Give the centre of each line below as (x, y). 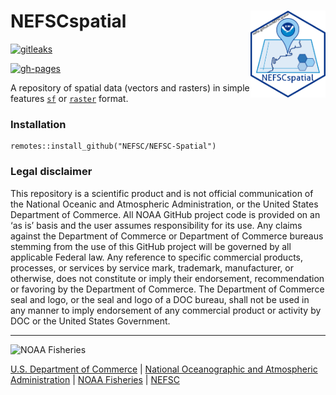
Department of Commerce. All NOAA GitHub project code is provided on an (165, 214)
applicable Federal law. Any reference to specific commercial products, (157, 257)
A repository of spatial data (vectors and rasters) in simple (130, 87)
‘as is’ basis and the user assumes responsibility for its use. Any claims (156, 225)
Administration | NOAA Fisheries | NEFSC (95, 379)
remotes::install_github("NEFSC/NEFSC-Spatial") (113, 146)
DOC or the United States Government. (90, 321)
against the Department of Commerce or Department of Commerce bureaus (167, 236)
